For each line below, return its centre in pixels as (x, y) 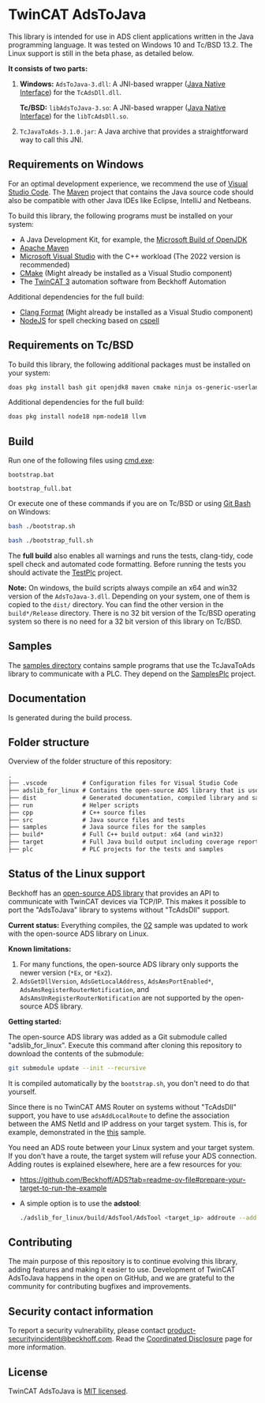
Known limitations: (40, 949)
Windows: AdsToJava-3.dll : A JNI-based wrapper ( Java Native (123, 84)
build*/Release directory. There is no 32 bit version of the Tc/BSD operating (132, 613)
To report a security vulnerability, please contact (87, 1330)
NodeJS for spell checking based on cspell (90, 320)
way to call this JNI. (52, 139)
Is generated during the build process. (70, 718)
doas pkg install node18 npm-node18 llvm (77, 417)
